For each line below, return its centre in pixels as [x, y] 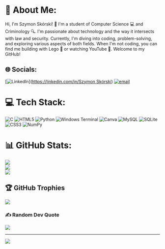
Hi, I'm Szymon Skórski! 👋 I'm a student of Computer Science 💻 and [74, 24]
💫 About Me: [31, 10]
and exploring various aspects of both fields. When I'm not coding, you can [81, 43]
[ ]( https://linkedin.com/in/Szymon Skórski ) [59, 81]
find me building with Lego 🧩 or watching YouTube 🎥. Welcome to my [75, 49]
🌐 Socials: [21, 70]
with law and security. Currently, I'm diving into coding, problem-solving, [79, 38]
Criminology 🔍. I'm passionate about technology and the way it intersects [80, 31]
